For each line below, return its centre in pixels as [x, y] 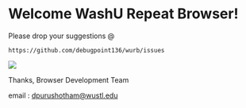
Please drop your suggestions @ [61, 36]
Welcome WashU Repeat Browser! [123, 14]
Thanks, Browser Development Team [69, 79]
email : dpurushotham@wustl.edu [63, 95]
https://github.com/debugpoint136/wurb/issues [86, 50]
